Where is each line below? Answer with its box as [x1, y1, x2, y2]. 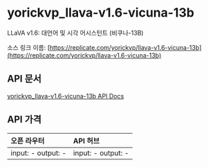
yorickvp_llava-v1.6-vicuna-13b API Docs [7, 91, 124, 100]
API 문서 [7, 73, 41, 85]
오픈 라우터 [10, 136, 45, 146]
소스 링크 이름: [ [7, 43, 50, 51]
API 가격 [7, 114, 41, 125]
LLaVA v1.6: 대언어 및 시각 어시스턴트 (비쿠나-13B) [7, 28, 144, 37]
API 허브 [73, 136, 100, 146]
